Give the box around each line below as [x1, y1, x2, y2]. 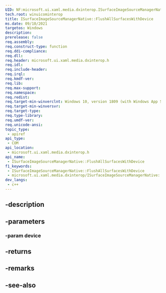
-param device [5, 232, 41, 239]
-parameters [5, 217, 45, 226]
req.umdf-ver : [5, 117, 35, 123]
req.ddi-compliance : [5, 49, 48, 53]
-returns [5, 247, 32, 255]
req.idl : [5, 62, 23, 67]
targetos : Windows [5, 26, 43, 31]
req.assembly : [5, 40, 35, 45]
